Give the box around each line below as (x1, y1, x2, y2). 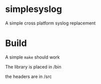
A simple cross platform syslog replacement (5, 20, 96, 26)
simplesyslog (5, 3, 62, 15)
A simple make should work (5, 54, 60, 60)
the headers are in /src (5, 73, 52, 79)
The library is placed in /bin (5, 63, 61, 69)
